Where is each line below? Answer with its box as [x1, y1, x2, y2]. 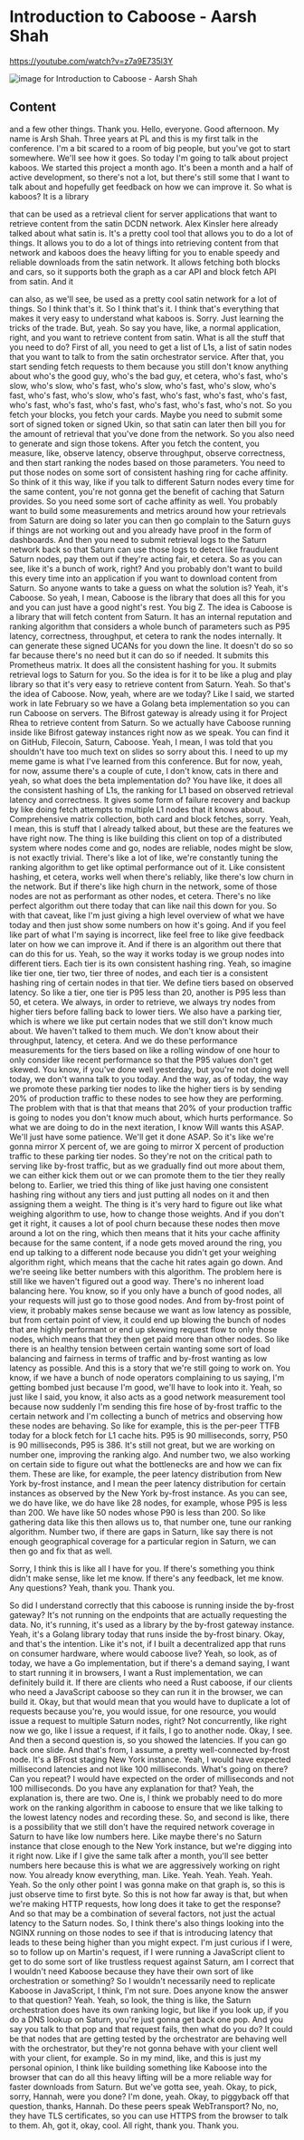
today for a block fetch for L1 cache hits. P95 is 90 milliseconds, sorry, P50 [9, 1429, 288, 1440]
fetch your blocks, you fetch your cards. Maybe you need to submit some [9, 409, 283, 420]
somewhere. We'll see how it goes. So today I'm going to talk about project [9, 152, 289, 163]
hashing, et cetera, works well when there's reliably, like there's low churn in [9, 871, 294, 882]
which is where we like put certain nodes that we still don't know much [9, 1015, 273, 1026]
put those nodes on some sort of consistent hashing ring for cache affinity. [9, 467, 289, 478]
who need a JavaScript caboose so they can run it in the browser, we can [9, 1686, 283, 1697]
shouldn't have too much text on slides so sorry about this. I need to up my [9, 746, 289, 757]
